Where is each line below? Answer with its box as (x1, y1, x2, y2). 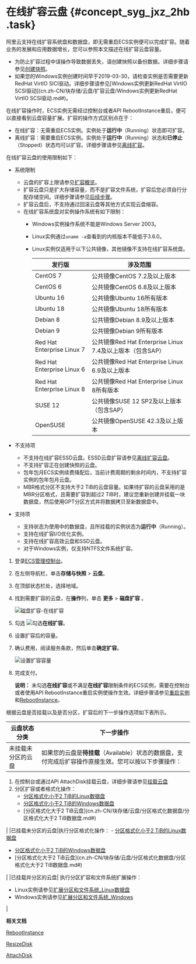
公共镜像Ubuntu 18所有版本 (91, 305, 168, 313)
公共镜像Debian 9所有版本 (91, 327, 163, 335)
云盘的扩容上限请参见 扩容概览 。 (23, 179, 100, 186)
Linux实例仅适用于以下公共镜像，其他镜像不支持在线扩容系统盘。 (32, 245, 188, 252)
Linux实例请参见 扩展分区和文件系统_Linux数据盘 (14, 886, 130, 893)
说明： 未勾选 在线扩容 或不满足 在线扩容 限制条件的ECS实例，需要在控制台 (14, 681, 190, 688)
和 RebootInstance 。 (14, 696, 63, 703)
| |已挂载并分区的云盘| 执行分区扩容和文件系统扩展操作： (6, 873, 142, 881)
